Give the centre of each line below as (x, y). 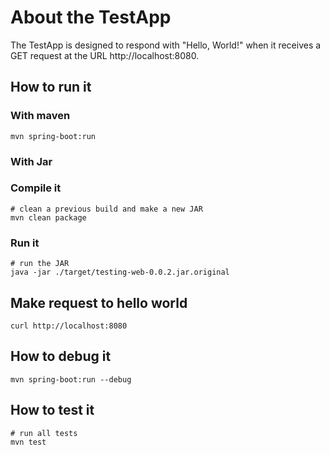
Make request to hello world (99, 302)
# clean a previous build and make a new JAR (106, 209)
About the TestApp (91, 17)
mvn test (28, 442)
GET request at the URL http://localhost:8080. (105, 55)
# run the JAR (40, 264)
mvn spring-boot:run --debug (71, 379)
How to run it (51, 87)
